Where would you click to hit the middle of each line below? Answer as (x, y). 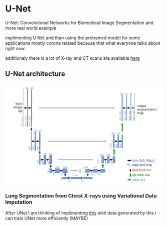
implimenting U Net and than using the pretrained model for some (73, 38)
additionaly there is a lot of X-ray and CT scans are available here (72, 58)
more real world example (31, 28)
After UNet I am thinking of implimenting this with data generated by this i (81, 213)
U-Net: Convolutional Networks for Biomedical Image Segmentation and (79, 23)
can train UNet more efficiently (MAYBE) (47, 218)
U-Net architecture (35, 74)
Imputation (19, 202)
